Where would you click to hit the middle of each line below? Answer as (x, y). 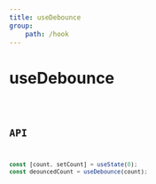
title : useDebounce (45, 17)
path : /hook (47, 34)
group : (21, 26)
